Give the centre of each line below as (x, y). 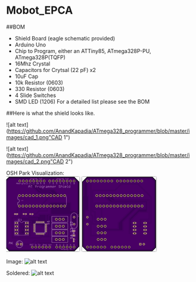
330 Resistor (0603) (40, 89)
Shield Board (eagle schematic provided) (65, 38)
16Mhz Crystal (32, 64)
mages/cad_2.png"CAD (35, 161)
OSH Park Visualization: (35, 173)
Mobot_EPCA (40, 10)
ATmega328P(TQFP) (40, 57)
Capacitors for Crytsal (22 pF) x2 (55, 70)
